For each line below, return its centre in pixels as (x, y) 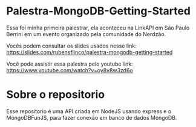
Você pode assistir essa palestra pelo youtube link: (70, 64)
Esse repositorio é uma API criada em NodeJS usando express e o (89, 111)
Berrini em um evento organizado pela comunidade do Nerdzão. (86, 34)
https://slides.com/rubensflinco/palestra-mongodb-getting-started (90, 52)
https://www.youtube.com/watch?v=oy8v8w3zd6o (70, 70)
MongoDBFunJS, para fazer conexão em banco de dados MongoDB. (92, 117)
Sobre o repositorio (55, 95)
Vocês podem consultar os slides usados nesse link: (72, 46)
